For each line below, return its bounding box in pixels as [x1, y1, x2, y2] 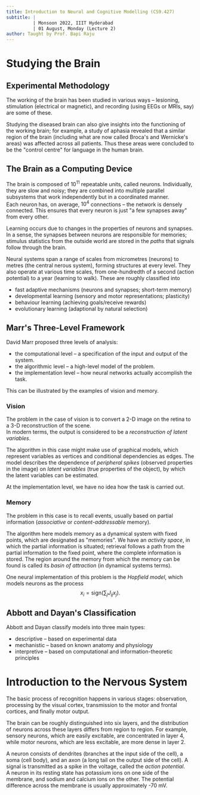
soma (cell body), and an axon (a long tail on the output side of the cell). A [6, 757, 189, 764]
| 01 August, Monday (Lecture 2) [32, 25, 116, 32]
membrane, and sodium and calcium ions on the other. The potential [6, 776, 174, 783]
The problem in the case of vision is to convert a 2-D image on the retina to [6, 415, 191, 423]
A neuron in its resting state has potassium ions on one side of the [6, 769, 169, 776]
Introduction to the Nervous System [6, 675, 188, 689]
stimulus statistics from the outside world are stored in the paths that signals [6, 238, 195, 245]
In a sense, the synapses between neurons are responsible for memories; [6, 231, 187, 238]
